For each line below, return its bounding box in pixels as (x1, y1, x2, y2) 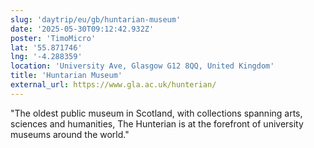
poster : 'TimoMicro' (10, 33, 97, 43)
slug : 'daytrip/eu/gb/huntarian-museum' (10, 14, 182, 25)
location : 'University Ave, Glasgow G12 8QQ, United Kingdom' (10, 61, 275, 71)
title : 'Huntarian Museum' (10, 71, 123, 81)
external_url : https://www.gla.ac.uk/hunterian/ (10, 80, 217, 90)
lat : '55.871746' (10, 42, 83, 53)
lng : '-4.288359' (10, 52, 83, 62)
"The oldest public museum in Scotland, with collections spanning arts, (10, 107, 303, 119)
